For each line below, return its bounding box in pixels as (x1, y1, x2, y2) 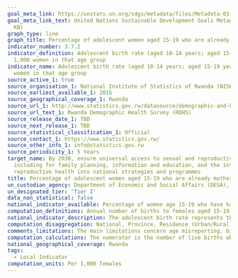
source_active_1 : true (7, 76, 74, 83)
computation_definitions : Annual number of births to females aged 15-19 (7, 208, 230, 215)
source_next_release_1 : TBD (7, 122, 91, 129)
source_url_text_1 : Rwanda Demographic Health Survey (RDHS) (7, 109, 192, 116)
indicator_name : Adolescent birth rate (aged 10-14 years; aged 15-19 (7, 63, 220, 70)
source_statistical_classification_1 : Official (7, 129, 151, 136)
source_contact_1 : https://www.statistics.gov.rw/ (7, 135, 160, 142)
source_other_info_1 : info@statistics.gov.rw (7, 142, 144, 149)
